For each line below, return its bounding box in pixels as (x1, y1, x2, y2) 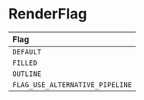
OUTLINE (12, 69, 42, 78)
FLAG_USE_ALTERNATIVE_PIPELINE (12, 80, 133, 89)
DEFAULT (12, 47, 42, 56)
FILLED (12, 58, 38, 67)
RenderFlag (8, 5, 88, 23)
